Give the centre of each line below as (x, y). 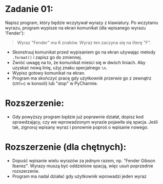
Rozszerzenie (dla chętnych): (66, 147)
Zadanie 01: (29, 9)
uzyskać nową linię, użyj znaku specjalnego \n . (60, 68)
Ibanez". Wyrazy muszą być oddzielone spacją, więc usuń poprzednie (83, 166)
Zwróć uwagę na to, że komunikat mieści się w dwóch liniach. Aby (79, 62)
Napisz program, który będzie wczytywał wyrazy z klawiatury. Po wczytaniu (82, 23)
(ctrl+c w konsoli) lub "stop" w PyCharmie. (55, 83)
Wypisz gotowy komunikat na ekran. (49, 73)
